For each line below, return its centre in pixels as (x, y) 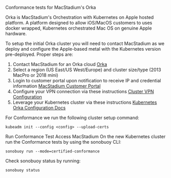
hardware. (16, 34)
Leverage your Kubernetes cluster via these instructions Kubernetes (85, 102)
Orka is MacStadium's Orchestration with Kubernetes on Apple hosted (80, 17)
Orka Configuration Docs (39, 108)
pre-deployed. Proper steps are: (39, 54)
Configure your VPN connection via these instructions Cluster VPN (83, 91)
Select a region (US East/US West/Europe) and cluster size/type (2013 (87, 70)
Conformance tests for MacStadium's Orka (51, 7)
